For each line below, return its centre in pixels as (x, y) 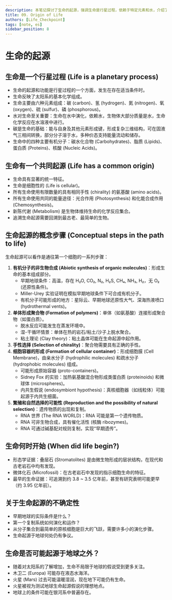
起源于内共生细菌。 (41, 396)
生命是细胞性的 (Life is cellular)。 (48, 185)
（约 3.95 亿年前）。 (33, 485)
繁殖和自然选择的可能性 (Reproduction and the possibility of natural (85, 403)
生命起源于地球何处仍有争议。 (44, 536)
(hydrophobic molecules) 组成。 (47, 364)
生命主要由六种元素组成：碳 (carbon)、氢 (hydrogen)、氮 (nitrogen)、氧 (89, 103)
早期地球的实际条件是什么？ (42, 516)
